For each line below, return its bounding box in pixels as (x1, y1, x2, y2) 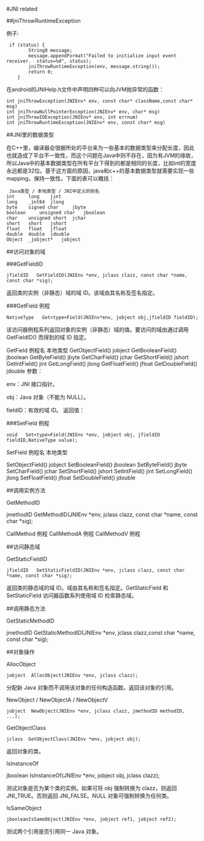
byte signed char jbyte (6, 204, 86, 211)
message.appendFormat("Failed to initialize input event (28, 53, 176, 59)
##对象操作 (6, 648, 35, 656)
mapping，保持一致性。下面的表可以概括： (6, 175, 115, 182)
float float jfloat (6, 226, 67, 232)
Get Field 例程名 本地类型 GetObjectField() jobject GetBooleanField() (6, 347, 177, 354)
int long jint (6, 193, 62, 200)
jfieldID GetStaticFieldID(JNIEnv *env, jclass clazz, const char (6, 567, 185, 573)
